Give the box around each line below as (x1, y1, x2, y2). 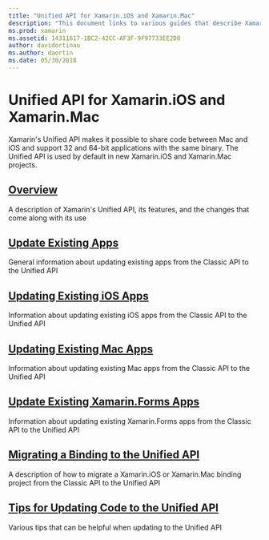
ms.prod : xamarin (8, 26, 66, 34)
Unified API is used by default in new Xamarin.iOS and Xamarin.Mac (8, 151, 232, 161)
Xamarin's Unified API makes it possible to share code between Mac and (8, 134, 248, 144)
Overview (8, 183, 58, 197)
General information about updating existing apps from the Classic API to (8, 257, 250, 267)
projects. (8, 159, 38, 169)
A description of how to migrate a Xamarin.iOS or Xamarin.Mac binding (8, 469, 242, 479)
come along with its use (8, 213, 86, 223)
